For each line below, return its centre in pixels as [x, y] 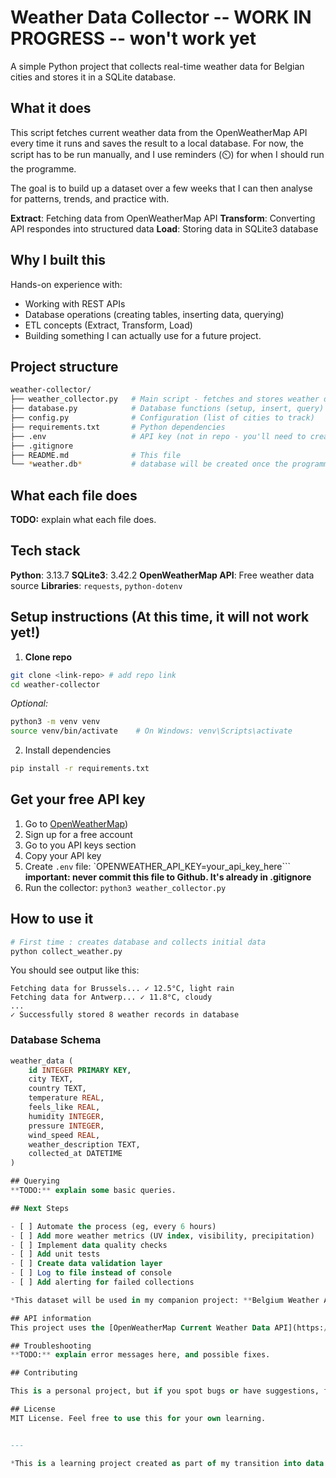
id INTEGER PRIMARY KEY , [80, 1070]
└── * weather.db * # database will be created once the [149, 464]
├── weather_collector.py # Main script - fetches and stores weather [165, 399]
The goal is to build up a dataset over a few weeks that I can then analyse [161, 188]
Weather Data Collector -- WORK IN [161, 17]
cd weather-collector [55, 684]
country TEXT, [57, 1089]
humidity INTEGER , [66, 1116]
